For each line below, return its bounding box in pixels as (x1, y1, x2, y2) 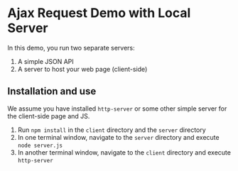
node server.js (17, 142, 63, 149)
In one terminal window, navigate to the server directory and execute (17, 133, 220, 141)
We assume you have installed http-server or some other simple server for (7, 104, 227, 113)
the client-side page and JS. (7, 111, 90, 120)
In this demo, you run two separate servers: (7, 43, 135, 52)
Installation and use (7, 85, 97, 97)
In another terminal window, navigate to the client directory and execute (17, 148, 231, 157)
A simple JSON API (17, 57, 75, 65)
